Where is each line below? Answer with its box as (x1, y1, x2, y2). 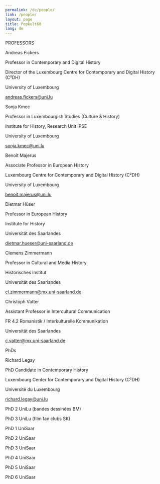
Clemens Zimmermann (5, 250, 52, 256)
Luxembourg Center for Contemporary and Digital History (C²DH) (5, 377, 140, 383)
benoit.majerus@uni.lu (5, 192, 52, 198)
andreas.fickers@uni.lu (5, 94, 53, 100)
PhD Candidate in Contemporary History (5, 367, 89, 373)
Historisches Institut (5, 270, 47, 276)
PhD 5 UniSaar (5, 464, 36, 470)
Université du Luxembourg (5, 386, 60, 392)
